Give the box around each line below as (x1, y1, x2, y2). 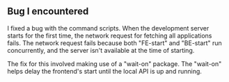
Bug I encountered (7, 6, 89, 17)
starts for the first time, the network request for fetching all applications (7, 31, 212, 40)
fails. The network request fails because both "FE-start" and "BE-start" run (7, 38, 223, 47)
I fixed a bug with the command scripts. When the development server (7, 24, 210, 32)
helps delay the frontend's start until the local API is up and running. (7, 67, 202, 75)
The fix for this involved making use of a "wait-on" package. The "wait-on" (7, 59, 222, 68)
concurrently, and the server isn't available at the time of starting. (7, 46, 195, 54)
